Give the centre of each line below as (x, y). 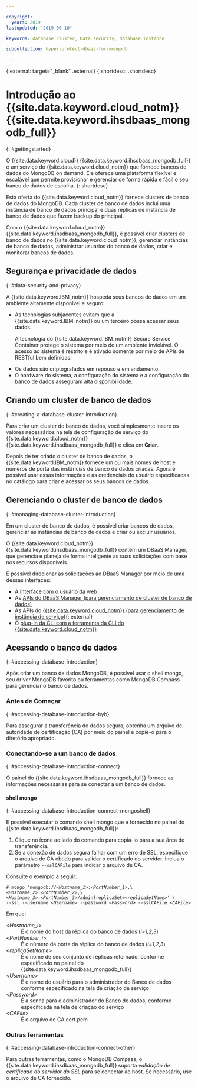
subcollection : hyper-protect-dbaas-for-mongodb (67, 49)
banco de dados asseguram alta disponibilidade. (74, 381)
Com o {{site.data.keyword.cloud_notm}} (56, 228)
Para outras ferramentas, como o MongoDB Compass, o (74, 1059)
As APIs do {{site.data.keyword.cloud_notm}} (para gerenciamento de (99, 610)
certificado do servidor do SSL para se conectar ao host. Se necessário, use (99, 1072)
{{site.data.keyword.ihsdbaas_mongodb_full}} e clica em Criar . (82, 445)
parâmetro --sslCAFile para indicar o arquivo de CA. (79, 865)
